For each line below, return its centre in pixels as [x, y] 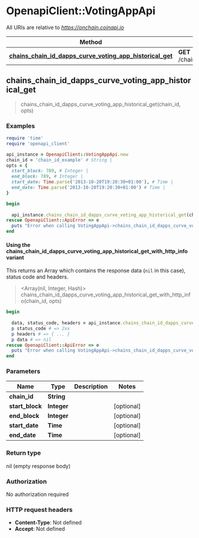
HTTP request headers [39, 509]
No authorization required [38, 495]
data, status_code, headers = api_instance [66, 323]
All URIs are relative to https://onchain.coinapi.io [65, 27]
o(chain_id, [34, 301]
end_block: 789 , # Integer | [47, 176]
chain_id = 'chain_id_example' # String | [59, 160]
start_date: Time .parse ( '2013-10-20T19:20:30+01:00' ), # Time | [92, 182]
